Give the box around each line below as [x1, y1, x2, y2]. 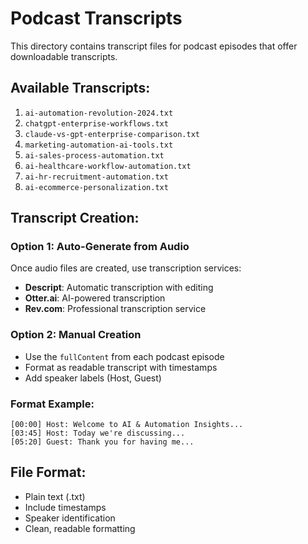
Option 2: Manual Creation [10, 328, 142, 342]
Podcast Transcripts [10, 7, 183, 30]
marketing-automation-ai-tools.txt [24, 140, 174, 150]
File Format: [10, 464, 87, 481]
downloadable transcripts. [10, 50, 118, 62]
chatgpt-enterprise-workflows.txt [24, 118, 169, 129]
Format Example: [10, 397, 95, 411]
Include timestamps [24, 501, 107, 513]
